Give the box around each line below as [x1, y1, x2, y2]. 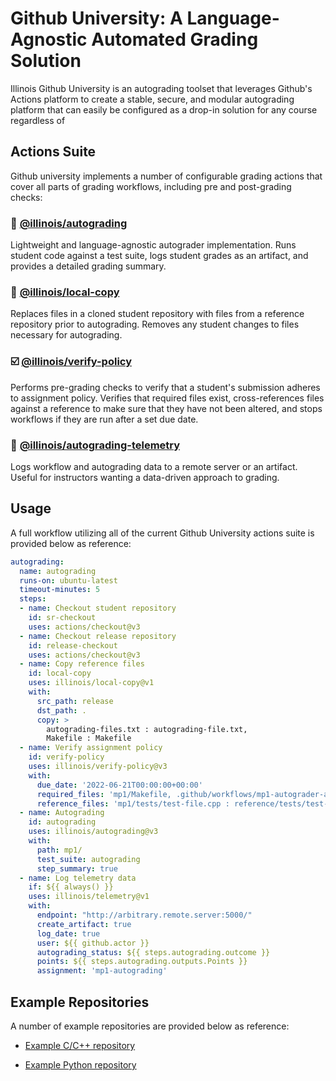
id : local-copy [28, 668, 92, 679]
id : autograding [28, 817, 97, 827]
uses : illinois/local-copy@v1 [28, 678, 155, 688]
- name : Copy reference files [19, 659, 145, 669]
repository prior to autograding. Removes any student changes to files [10, 318, 300, 331]
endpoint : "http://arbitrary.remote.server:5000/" [36, 910, 253, 920]
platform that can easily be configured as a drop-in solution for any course [10, 103, 318, 116]
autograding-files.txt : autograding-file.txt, [46, 724, 248, 734]
